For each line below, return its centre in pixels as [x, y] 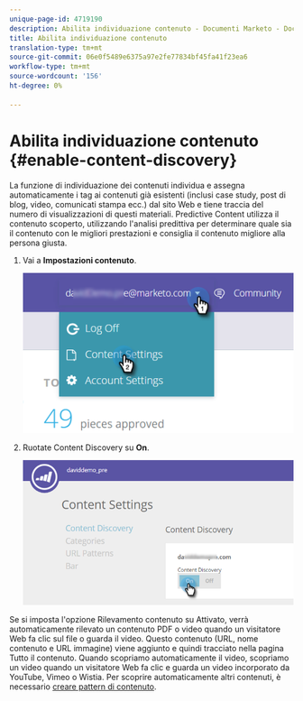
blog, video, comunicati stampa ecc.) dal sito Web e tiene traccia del [137, 204]
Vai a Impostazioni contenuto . [79, 260]
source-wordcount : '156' [56, 77]
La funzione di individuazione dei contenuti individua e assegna [127, 185]
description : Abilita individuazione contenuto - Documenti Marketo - [145, 28]
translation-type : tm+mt [56, 48]
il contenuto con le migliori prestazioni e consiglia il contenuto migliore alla [147, 233]
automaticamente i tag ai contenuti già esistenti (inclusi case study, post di [148, 195]
